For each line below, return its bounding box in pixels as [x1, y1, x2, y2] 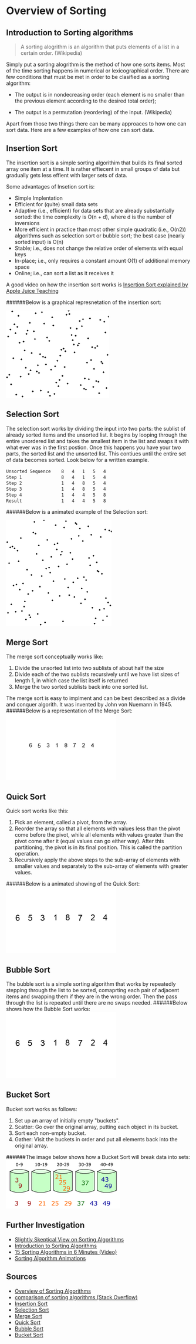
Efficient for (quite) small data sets [14, 200, 98, 207]
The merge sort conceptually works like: [6, 653, 104, 661]
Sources [6, 1272, 38, 1282]
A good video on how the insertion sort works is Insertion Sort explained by [6, 281, 188, 288]
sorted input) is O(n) [14, 238, 64, 245]
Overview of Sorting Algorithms [14, 1287, 91, 1295]
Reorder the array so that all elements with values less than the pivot [14, 825, 181, 832]
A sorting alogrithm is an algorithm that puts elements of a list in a [20, 43, 180, 50]
